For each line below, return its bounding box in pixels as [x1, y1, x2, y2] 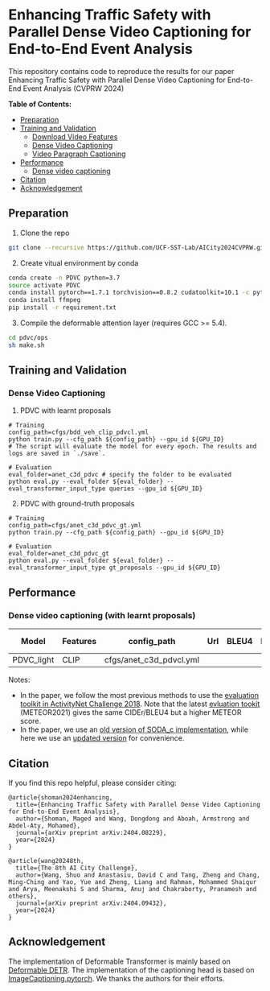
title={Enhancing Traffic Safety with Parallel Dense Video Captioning [15, 800, 261, 808]
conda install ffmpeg [8, 296, 81, 304]
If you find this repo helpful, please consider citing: [8, 778, 177, 787]
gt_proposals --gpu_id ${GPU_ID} [108, 564, 221, 572]
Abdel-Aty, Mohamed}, [8, 821, 81, 830]
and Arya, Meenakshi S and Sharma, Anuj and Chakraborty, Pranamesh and [8, 885, 257, 893]
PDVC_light [12, 654, 55, 666]
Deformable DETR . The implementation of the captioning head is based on [8, 964, 255, 975]
